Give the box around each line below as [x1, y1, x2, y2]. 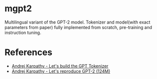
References [4, 47, 52, 58]
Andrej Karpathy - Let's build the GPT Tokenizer [11, 63, 109, 69]
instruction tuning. [4, 29, 42, 35]
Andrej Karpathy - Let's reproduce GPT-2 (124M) [11, 68, 111, 74]
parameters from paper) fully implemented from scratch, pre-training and [4, 24, 152, 30]
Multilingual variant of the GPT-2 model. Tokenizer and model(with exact [4, 19, 151, 25]
